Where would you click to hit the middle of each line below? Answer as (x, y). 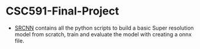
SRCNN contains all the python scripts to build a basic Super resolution (104, 28)
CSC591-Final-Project (62, 11)
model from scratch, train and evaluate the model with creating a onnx (103, 34)
